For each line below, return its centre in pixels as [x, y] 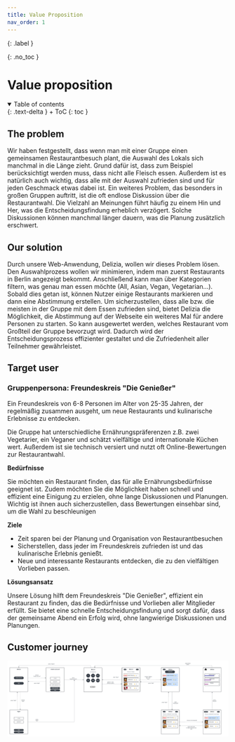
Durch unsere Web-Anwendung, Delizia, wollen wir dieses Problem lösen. [114, 264]
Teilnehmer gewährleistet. [45, 346]
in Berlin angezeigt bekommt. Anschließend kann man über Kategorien [109, 279]
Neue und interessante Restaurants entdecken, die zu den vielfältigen [118, 560]
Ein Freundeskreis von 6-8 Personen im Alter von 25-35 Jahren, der [105, 403]
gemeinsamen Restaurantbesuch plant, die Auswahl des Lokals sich [106, 158]
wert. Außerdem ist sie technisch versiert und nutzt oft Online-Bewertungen [117, 447]
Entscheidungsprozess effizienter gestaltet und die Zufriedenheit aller [108, 339]
